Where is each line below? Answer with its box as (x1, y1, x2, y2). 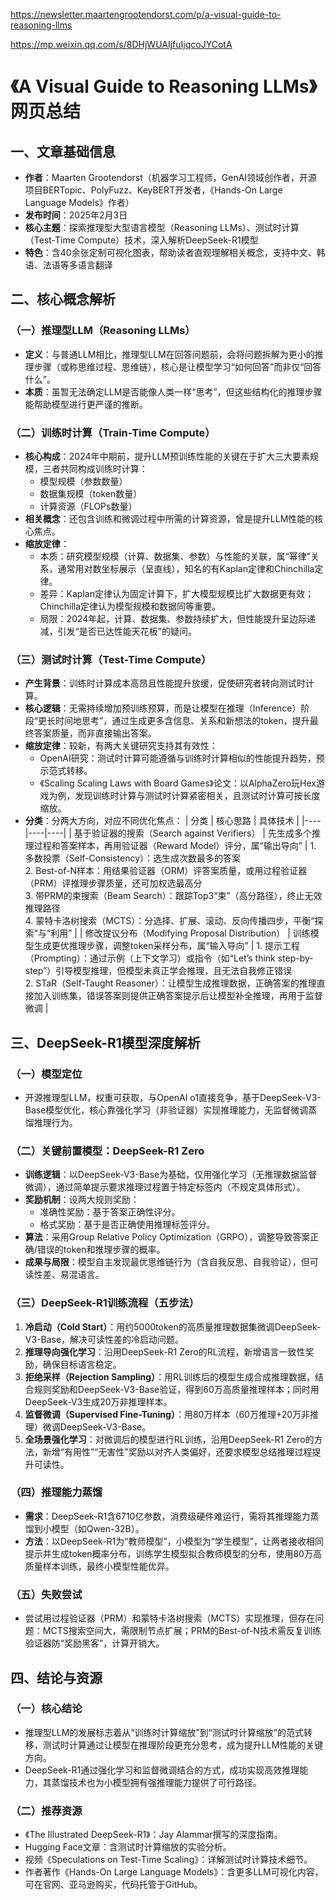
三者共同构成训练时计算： (42, 462, 148, 474)
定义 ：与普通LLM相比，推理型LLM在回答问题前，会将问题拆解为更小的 (24, 348, 315, 360)
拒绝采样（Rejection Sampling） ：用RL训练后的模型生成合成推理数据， (24, 1370, 316, 1383)
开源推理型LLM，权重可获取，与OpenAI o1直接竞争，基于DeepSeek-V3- (24, 1091, 322, 1103)
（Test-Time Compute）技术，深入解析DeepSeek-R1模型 (24, 234, 259, 246)
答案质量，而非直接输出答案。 (33, 727, 157, 739)
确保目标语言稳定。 (42, 1358, 122, 1370)
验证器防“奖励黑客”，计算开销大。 (24, 1637, 165, 1649)
